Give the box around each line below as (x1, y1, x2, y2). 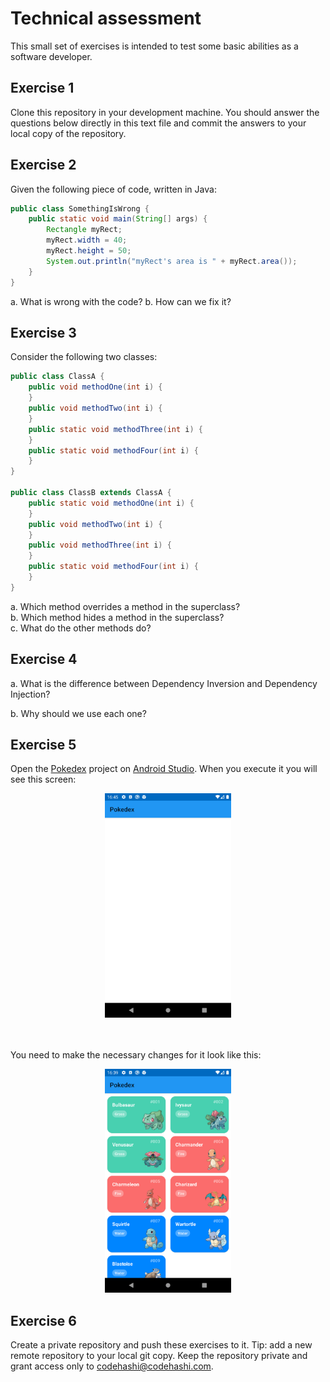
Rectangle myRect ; (46, 225, 123, 235)
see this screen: (10, 773, 77, 786)
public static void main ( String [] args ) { (28, 214, 208, 224)
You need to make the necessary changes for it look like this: (10, 1048, 262, 1061)
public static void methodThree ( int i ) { (28, 424, 203, 434)
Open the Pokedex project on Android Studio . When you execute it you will (10, 763, 318, 775)
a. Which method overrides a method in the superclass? (10, 600, 241, 612)
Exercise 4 (10, 651, 78, 668)
